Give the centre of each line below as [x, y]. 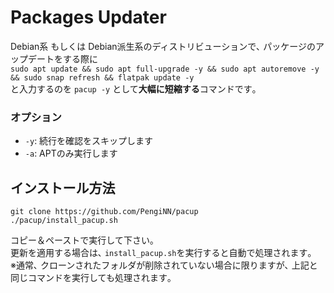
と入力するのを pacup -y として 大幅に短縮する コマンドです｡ [133, 88]
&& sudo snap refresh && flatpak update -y [102, 77]
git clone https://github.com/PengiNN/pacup [104, 212]
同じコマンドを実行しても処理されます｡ [91, 278]
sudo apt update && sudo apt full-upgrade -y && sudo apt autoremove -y [165, 69]
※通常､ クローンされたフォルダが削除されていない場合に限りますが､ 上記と [164, 265]
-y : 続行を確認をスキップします [89, 141]
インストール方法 [63, 187]
